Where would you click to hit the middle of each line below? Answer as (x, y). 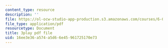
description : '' (22, 14)
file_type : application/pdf (34, 24)
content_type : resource (30, 10)
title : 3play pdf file (29, 33)
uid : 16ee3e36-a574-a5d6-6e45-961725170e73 (51, 38)
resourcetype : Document (30, 28)
